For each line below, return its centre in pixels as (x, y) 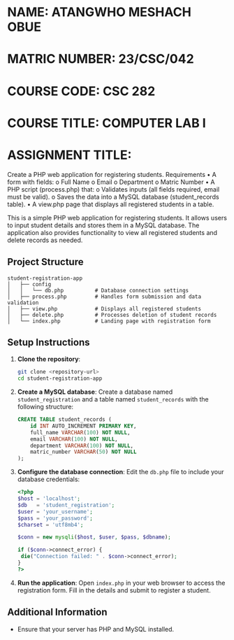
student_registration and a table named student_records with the (113, 399)
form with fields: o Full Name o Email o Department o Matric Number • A (111, 182)
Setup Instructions (49, 342)
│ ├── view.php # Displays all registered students (104, 308)
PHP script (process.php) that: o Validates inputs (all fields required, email (114, 189)
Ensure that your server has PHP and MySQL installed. (96, 629)
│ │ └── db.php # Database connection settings (98, 290)
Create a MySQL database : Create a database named (95, 392)
